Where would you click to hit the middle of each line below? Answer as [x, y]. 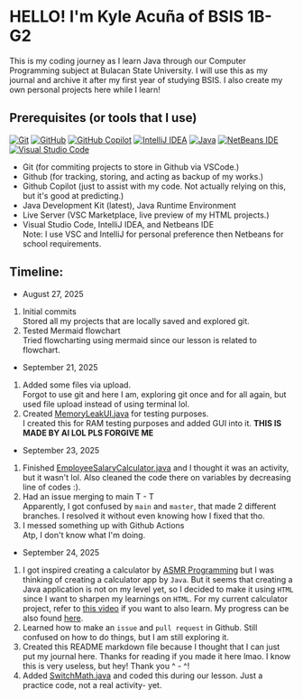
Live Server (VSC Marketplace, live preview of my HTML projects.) [146, 215]
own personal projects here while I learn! [85, 89]
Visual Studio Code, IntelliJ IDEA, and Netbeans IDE [118, 224]
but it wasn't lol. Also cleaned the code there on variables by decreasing [156, 477]
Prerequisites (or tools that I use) [103, 118]
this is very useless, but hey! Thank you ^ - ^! [106, 666]
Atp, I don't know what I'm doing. [84, 535]
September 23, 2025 [61, 450]
